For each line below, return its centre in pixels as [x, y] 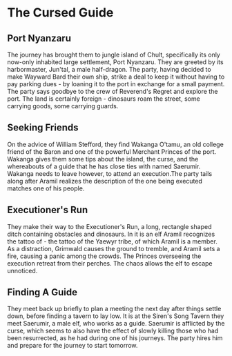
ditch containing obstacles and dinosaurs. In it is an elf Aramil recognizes [111, 234]
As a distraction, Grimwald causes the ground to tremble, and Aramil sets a [114, 248]
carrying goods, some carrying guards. [63, 106]
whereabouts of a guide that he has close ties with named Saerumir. [104, 166]
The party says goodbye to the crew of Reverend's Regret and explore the [113, 91]
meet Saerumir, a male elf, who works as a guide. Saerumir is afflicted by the [116, 324]
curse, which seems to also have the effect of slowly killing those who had [113, 331]
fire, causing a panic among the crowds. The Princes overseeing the [104, 256]
